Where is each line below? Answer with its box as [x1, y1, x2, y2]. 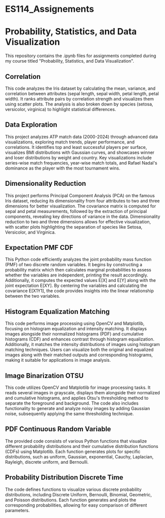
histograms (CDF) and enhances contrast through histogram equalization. [5, 336, 155, 342]
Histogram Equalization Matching [5, 307, 110, 316]
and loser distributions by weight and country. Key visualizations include [5, 154, 152, 161]
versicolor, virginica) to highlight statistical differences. [5, 106, 116, 112]
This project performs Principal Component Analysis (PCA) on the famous [5, 192, 155, 198]
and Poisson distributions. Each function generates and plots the [5, 497, 136, 503]
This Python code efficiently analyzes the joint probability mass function [5, 256, 152, 262]
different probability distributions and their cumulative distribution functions [5, 443, 159, 449]
